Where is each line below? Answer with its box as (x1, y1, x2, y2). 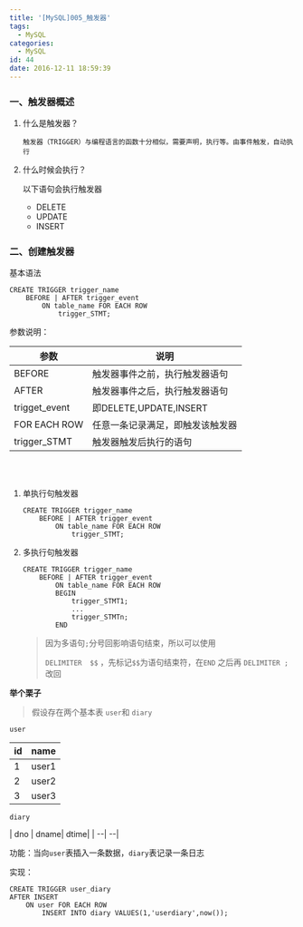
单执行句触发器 (22, 488, 79, 499)
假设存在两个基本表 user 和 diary (31, 707, 153, 717)
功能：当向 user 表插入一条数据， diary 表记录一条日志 (9, 847, 205, 858)
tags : (9, 22, 30, 31)
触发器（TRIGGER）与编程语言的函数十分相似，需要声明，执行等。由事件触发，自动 (22, 138, 288, 147)
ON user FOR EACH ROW (25, 901, 107, 910)
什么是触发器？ (22, 118, 79, 129)
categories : (9, 38, 54, 48)
